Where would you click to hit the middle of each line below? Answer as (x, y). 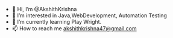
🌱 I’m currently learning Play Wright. (57, 22)
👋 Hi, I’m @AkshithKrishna (44, 9)
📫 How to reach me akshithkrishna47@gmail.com (74, 28)
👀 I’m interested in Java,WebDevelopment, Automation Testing (90, 15)
